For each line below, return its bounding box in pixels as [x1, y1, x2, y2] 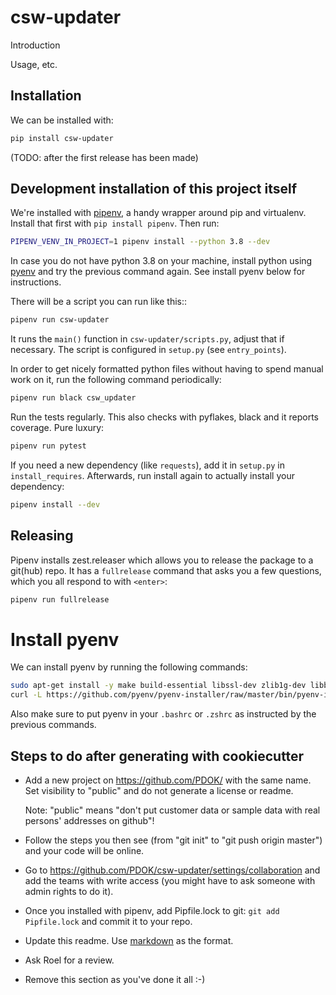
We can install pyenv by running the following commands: [10, 661, 248, 673]
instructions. [10, 276, 62, 288]
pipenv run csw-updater [10, 315, 110, 325]
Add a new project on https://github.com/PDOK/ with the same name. [24, 774, 312, 786]
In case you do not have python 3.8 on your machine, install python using [10, 255, 313, 267]
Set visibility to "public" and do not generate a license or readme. [24, 785, 294, 796]
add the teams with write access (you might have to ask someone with [24, 875, 316, 886]
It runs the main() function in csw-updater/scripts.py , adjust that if [10, 333, 285, 345]
